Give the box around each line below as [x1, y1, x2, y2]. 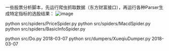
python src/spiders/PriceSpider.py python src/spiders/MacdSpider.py [5, 20, 151, 26]
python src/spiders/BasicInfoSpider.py [5, 26, 86, 31]
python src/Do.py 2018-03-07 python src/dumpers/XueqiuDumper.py [5, 35, 151, 41]
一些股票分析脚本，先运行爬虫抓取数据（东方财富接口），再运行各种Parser [5, 4, 159, 10]
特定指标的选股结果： [9, 10, 54, 16]
